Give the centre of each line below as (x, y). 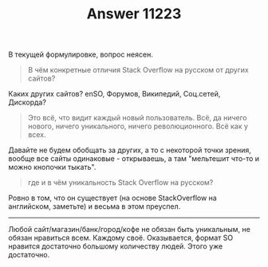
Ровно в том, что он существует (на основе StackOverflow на (112, 198)
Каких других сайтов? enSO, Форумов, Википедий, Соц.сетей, (114, 94)
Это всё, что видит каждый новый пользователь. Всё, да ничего (137, 118)
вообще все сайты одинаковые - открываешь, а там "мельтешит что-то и (134, 159)
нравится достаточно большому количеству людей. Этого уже (116, 246)
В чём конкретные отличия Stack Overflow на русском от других (138, 70)
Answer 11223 (134, 14)
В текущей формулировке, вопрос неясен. (81, 55)
